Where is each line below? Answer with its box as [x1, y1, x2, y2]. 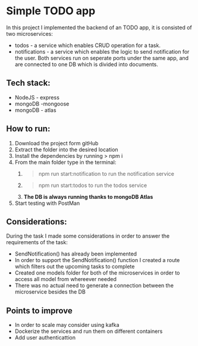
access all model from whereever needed [14, 276, 117, 283]
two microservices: [6, 30, 54, 37]
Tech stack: [6, 78, 51, 88]
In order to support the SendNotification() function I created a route [14, 257, 180, 264]
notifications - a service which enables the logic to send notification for [14, 48, 190, 55]
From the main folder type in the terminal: [14, 158, 117, 166]
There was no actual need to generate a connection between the [14, 282, 174, 289]
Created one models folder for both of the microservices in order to [14, 269, 180, 276]
